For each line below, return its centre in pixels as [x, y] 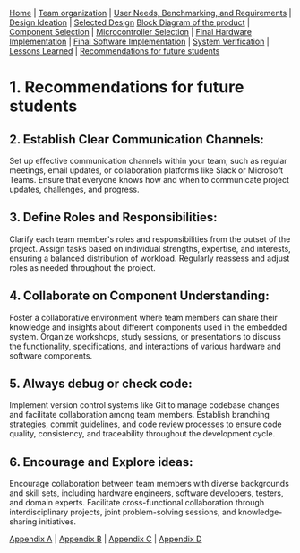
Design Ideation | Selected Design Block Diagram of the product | [130, 22]
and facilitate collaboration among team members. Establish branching [140, 415]
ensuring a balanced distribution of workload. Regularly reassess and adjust [150, 258]
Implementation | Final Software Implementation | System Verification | [140, 41]
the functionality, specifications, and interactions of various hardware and [146, 346]
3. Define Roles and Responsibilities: [113, 217]
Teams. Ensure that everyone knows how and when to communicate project [149, 180]
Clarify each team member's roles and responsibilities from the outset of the [150, 239]
